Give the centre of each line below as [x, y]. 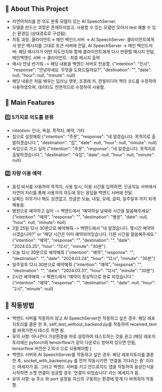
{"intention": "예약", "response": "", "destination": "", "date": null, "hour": [84, 282]
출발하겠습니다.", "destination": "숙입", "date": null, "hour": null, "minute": [83, 155]
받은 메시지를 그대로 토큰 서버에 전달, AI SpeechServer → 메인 [77, 45]
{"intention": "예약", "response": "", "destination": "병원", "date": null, [80, 217]
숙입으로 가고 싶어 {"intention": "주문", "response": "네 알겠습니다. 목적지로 [84, 148]
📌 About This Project [37, 9]
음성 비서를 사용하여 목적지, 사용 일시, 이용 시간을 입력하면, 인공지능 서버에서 [84, 186]
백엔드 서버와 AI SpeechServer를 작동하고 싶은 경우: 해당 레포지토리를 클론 [83, 354]
